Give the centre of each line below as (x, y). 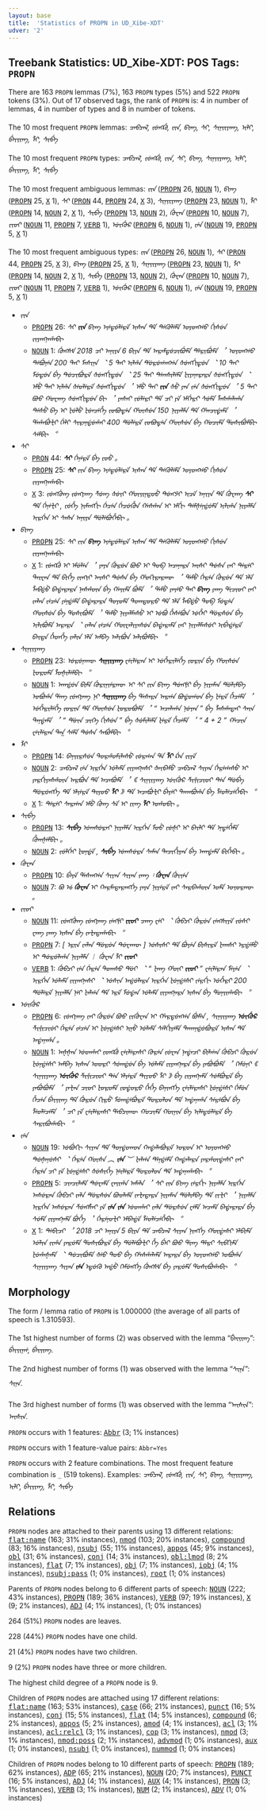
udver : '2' (26, 30)
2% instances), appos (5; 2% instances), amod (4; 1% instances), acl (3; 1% (133, 1723)
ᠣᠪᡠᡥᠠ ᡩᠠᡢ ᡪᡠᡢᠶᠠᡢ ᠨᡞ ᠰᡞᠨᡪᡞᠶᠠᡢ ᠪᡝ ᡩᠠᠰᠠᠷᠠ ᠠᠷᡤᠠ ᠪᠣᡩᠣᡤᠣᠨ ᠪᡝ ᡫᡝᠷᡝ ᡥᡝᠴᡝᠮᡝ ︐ (143, 697)
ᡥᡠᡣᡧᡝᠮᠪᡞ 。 (49, 840)
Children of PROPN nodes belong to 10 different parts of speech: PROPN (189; (131, 1764)
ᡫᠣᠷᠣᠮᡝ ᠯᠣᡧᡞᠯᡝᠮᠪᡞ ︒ (61, 673)
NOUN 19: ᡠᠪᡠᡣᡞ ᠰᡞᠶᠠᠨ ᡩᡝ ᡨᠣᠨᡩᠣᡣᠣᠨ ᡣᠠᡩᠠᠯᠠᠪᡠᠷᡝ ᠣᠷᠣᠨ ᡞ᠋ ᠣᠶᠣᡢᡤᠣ (131, 1147)
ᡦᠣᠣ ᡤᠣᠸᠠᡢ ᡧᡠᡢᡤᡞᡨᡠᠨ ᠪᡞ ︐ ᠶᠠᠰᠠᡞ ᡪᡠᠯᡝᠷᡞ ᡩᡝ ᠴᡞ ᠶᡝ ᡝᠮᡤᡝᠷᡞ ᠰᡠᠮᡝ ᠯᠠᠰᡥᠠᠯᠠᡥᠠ (137, 399)
